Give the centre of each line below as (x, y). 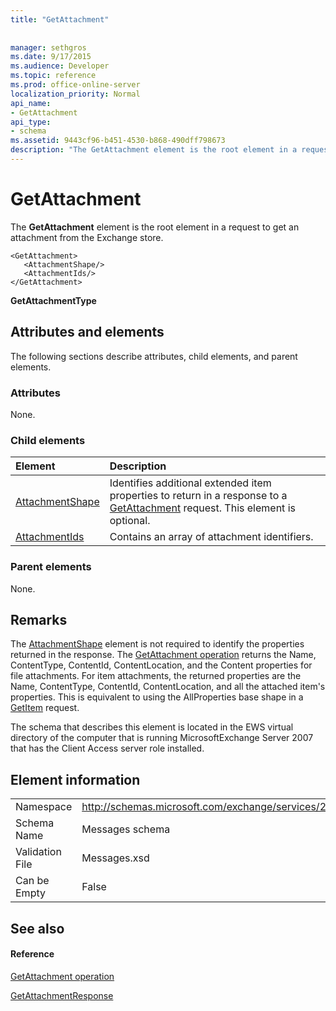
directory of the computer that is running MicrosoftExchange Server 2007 (162, 738)
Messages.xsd (115, 858)
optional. (130, 521)
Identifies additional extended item (190, 483)
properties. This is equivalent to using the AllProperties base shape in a (157, 697)
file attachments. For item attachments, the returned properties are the (156, 676)
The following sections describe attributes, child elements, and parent (154, 356)
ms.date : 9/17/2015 (51, 57)
